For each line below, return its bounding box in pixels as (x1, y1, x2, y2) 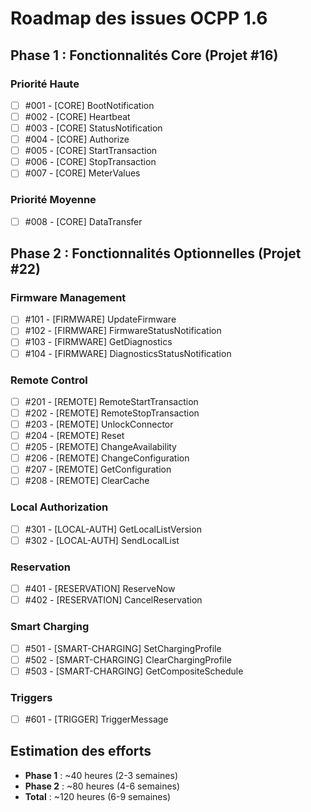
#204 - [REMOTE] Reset (24, 430, 125, 442)
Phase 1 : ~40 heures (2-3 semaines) (24, 769, 178, 781)
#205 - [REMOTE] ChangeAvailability (24, 441, 177, 453)
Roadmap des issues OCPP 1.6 (10, 7, 268, 30)
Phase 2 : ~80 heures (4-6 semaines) (24, 780, 181, 792)
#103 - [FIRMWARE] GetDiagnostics (24, 336, 173, 348)
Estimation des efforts (10, 743, 152, 760)
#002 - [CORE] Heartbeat (24, 110, 131, 122)
